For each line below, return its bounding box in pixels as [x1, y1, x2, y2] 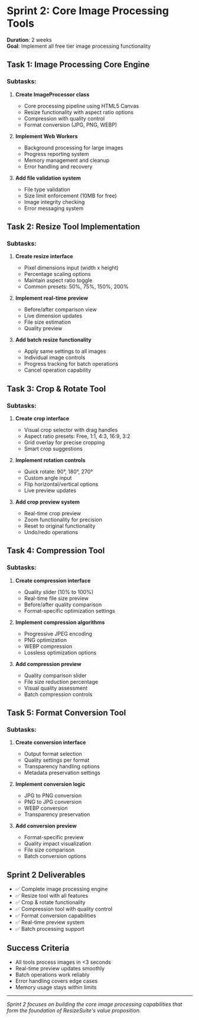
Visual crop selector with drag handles [24, 427, 118, 433]
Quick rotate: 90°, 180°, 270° [24, 468, 93, 475]
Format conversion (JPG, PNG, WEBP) [24, 121, 118, 128]
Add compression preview [15, 660, 81, 667]
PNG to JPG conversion [24, 798, 82, 805]
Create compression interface [15, 577, 91, 584]
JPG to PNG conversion [24, 792, 82, 799]
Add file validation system [15, 174, 81, 181]
